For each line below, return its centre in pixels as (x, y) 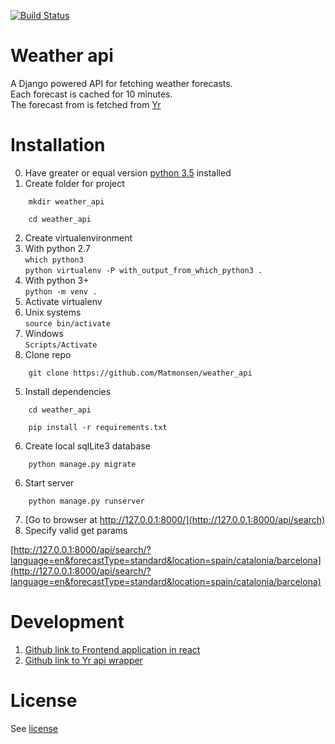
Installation (58, 145)
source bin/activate (67, 323)
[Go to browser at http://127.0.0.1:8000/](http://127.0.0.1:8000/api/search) (175, 519)
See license (34, 728)
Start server (49, 482)
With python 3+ (57, 280)
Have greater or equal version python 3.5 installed (128, 172)
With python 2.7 (57, 248)
